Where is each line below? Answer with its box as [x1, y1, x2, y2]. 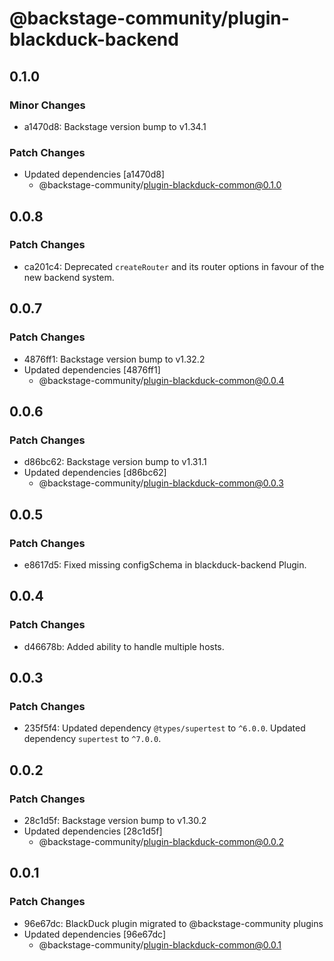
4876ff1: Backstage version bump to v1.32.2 [23, 353, 206, 365]
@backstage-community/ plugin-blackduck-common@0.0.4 [38, 374, 285, 386]
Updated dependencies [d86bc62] [23, 467, 167, 479]
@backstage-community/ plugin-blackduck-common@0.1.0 [38, 179, 282, 191]
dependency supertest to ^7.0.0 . [23, 733, 162, 745]
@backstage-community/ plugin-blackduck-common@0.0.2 [38, 835, 285, 847]
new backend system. [23, 271, 115, 283]
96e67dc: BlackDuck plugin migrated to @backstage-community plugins [23, 917, 324, 929]
